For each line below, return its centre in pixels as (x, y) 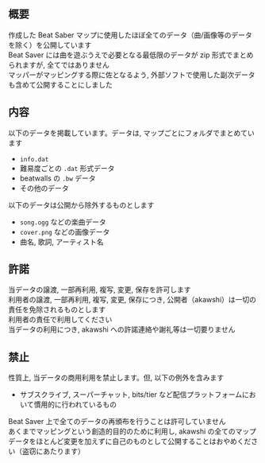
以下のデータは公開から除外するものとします (81, 204)
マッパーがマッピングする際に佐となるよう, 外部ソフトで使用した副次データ (132, 75)
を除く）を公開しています (50, 45)
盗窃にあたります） (53, 451)
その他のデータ (44, 188)
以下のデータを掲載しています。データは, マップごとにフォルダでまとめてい (132, 133)
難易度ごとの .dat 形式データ (67, 168)
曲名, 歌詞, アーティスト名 (62, 242)
